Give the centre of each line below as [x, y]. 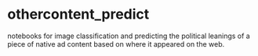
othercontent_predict [78, 14]
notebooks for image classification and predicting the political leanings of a [129, 36]
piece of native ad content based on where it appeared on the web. [116, 44]
